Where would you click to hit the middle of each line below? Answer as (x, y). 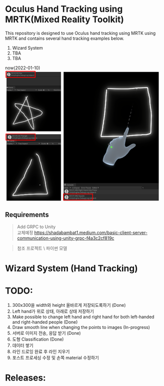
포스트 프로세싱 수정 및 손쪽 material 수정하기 (56, 357)
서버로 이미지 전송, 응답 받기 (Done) (47, 333)
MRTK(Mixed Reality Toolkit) (65, 19)
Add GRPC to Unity (36, 227)
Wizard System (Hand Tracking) (71, 268)
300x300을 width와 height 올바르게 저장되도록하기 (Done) (69, 305)
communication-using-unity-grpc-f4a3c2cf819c (66, 238)
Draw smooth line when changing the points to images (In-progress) (81, 327)
